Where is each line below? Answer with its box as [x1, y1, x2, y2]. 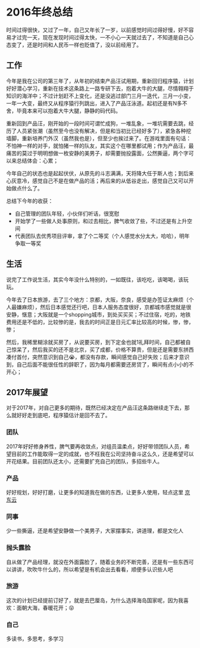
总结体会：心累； [16, 157, 58, 164]
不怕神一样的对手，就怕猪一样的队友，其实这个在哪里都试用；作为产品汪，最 [6, 142, 194, 149]
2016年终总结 [6, 5, 73, 19]
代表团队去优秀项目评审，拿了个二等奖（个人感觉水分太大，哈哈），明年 [14, 232, 190, 239]
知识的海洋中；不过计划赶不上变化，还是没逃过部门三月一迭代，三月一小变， [6, 92, 194, 99]
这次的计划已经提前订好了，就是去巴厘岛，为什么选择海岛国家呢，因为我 [6, 597, 183, 604]
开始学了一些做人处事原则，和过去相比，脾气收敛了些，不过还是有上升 [14, 217, 187, 224]
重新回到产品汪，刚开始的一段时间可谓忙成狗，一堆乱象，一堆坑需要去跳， [6, 120, 189, 127]
